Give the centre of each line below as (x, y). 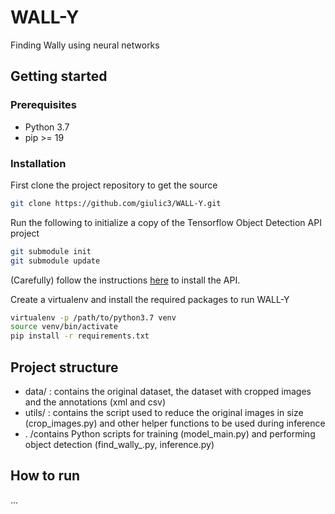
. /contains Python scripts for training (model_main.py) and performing (170, 433)
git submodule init (51, 251)
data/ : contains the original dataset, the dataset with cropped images (168, 391)
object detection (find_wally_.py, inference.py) (119, 444)
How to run (45, 476)
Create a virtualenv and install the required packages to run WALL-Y (150, 299)
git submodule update (55, 261)
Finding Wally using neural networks (85, 45)
